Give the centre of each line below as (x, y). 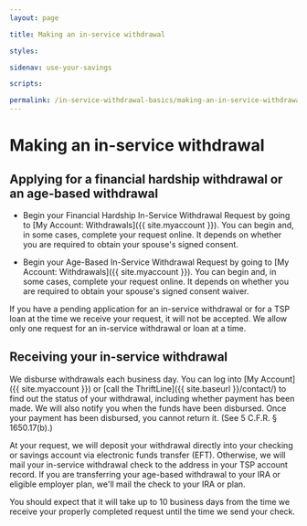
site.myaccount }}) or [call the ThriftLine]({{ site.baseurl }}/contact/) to (154, 388)
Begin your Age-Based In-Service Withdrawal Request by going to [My (156, 262)
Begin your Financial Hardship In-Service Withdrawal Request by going (156, 215)
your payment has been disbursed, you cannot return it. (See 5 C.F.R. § (143, 417)
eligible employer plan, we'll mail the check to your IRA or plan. (127, 484)
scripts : (26, 84)
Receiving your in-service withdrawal (119, 357)
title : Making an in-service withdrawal (88, 34)
